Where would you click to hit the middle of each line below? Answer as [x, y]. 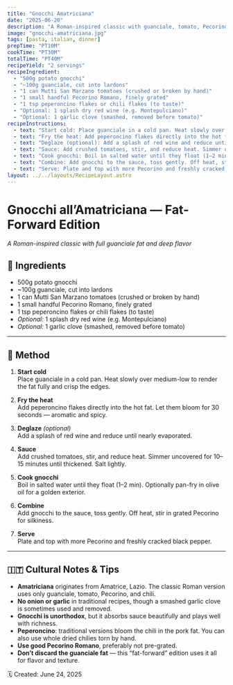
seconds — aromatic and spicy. [62, 415]
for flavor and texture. [48, 660]
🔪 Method [28, 355]
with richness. [37, 623]
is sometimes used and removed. [64, 609]
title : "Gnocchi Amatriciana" [51, 14]
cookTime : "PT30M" [34, 53]
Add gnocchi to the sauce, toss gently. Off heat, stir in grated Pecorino [118, 513]
